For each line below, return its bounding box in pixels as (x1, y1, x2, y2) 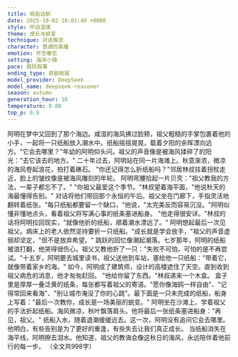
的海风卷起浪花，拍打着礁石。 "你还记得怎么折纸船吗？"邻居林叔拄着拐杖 (7, 164, 220, 174)
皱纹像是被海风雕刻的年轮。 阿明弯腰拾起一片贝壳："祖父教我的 (38, 174, 223, 182)
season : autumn (7, 89, 52, 96)
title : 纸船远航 (7, 10, 51, 18)
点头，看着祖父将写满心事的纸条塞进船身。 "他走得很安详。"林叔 (31, 209, 220, 217)
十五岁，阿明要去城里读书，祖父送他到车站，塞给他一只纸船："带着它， (22, 253, 231, 262)
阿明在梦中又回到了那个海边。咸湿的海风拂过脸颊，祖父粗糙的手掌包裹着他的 (7, 129, 231, 138)
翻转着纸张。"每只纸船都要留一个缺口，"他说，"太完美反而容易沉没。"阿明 (7, 200, 225, 209)
